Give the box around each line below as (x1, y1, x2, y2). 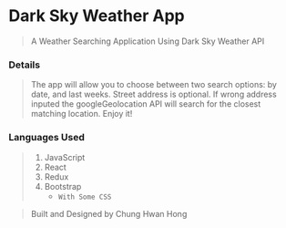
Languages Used (8, 131, 86, 144)
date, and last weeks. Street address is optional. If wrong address (30, 88, 277, 100)
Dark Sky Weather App (8, 5, 186, 26)
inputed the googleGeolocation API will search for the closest (30, 98, 261, 109)
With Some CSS (57, 192, 112, 202)
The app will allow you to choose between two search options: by (30, 79, 277, 90)
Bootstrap (44, 181, 82, 192)
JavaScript (44, 151, 86, 162)
